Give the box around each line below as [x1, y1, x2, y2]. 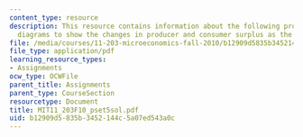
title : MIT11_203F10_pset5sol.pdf [9, 105, 140, 114]
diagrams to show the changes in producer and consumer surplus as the [17, 30, 293, 39]
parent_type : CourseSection [9, 88, 115, 97]
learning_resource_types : [9, 55, 106, 64]
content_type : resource [9, 13, 99, 23]
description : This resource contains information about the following [9, 22, 280, 31]
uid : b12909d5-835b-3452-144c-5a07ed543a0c [9, 114, 176, 123]
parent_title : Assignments [9, 80, 111, 89]
